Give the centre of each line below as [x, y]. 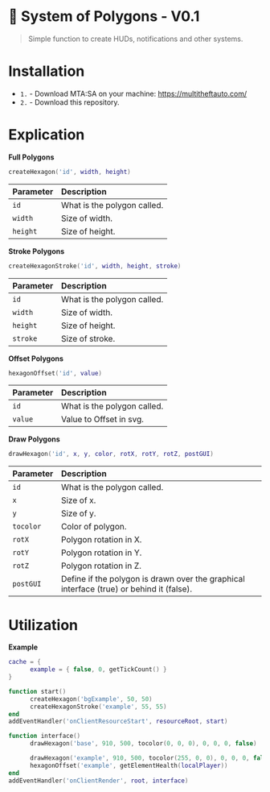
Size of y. [78, 513]
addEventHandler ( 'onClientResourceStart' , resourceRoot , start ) [118, 722]
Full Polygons [31, 157]
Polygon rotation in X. [101, 540]
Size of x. [78, 500]
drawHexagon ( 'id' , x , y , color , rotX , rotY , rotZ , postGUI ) [111, 454]
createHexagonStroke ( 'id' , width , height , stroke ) [95, 266]
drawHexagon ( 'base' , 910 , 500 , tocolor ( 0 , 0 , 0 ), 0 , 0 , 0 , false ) [143, 744]
